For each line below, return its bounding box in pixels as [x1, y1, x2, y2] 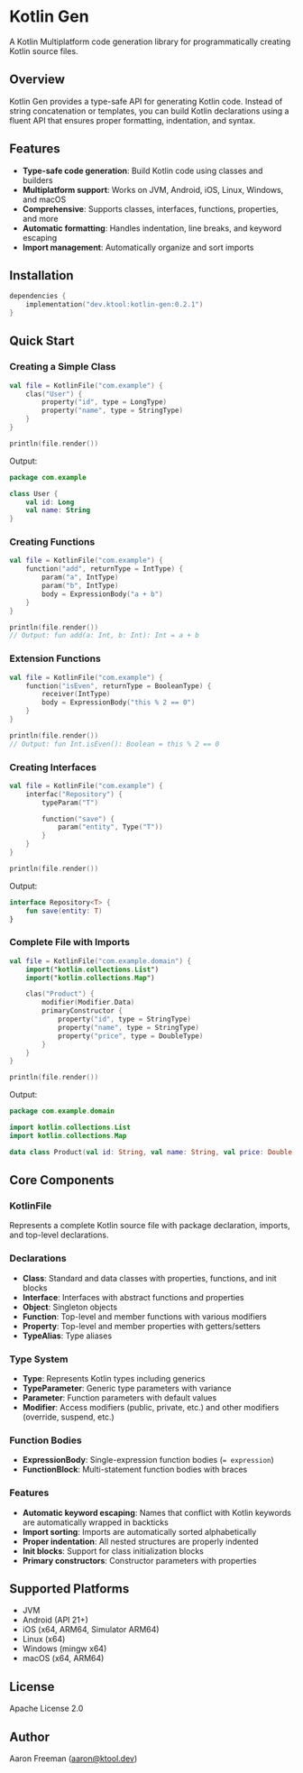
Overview [9, 72, 66, 87]
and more [22, 213, 59, 224]
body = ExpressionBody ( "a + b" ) [41, 589, 164, 599]
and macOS [22, 194, 67, 205]
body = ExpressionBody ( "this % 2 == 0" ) [41, 698, 196, 707]
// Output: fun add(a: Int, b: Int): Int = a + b [9, 631, 200, 640]
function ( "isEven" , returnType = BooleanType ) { [25, 681, 212, 691]
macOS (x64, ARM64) [22, 1653, 105, 1664]
